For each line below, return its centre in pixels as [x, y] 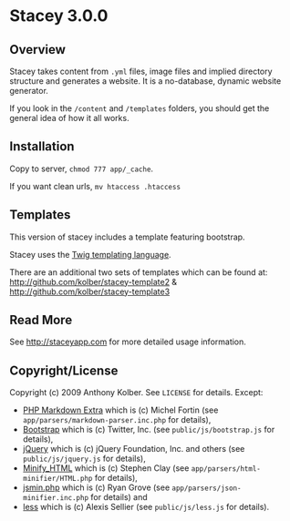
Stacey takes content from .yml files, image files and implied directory [141, 71]
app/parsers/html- [226, 469]
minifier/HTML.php [57, 479]
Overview [38, 50]
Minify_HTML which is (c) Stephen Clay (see [106, 468]
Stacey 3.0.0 [59, 16]
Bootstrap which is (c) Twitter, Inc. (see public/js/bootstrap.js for [149, 430]
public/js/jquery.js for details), [84, 459]
